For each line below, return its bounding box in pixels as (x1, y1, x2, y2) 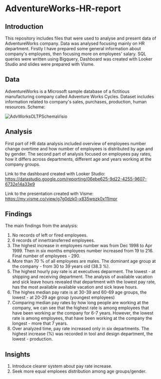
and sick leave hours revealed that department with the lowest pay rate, (12, 279, 156, 285)
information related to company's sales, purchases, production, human (5, 99, 147, 105)
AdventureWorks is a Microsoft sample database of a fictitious (5, 88, 130, 94)
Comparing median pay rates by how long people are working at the (12, 300, 149, 306)
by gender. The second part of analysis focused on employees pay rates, (5, 151, 152, 157)
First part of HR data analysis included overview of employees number (5, 140, 146, 147)
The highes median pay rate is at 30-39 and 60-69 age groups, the (12, 289, 147, 295)
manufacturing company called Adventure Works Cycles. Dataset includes (5, 93, 154, 99)
